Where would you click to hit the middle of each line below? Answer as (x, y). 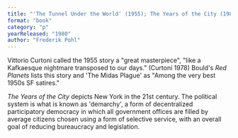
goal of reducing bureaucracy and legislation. (74, 127)
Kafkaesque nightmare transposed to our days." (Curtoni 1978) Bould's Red (117, 68)
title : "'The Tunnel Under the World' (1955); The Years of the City (112, 14)
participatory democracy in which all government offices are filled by (108, 112)
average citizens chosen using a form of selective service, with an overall (114, 119)
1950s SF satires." (34, 83)
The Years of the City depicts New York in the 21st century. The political (112, 97)
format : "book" (30, 21)
